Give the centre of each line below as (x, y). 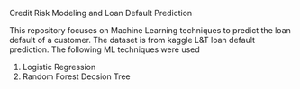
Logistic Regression (59, 67)
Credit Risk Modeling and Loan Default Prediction (101, 13)
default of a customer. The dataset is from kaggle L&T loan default (132, 40)
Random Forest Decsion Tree (76, 76)
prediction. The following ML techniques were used (105, 49)
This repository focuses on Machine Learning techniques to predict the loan (150, 30)
